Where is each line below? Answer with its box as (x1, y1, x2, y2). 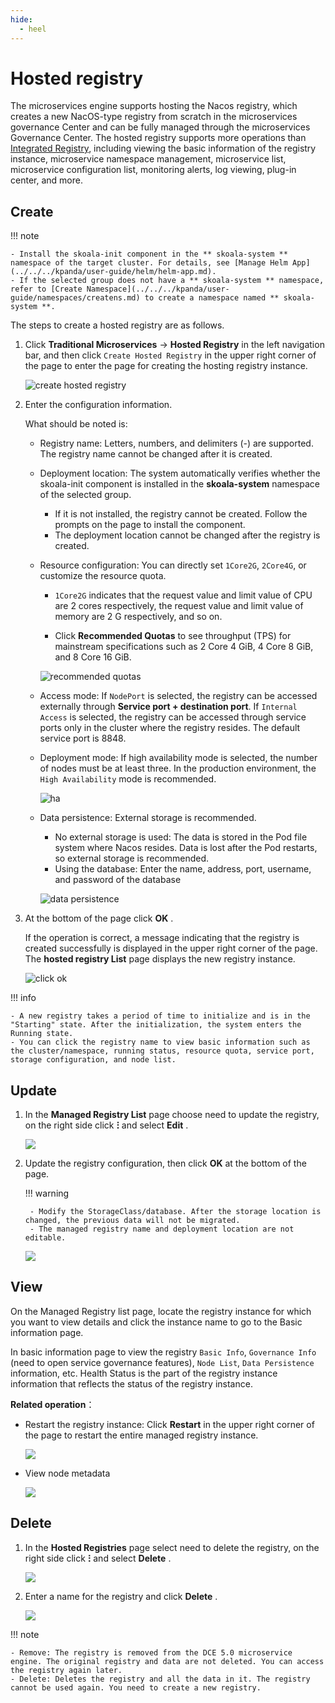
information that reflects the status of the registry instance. (10, 1377, 253, 1390)
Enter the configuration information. (24, 399, 173, 411)
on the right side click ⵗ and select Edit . (24, 1119, 189, 1131)
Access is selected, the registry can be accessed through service (39, 711, 307, 723)
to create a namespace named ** (144, 293, 280, 303)
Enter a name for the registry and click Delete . (24, 1590, 218, 1602)
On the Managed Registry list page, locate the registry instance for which (10, 1305, 312, 1317)
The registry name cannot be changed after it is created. (39, 448, 273, 460)
